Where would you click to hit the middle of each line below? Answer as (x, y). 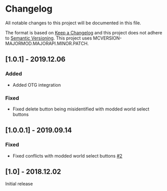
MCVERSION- (107, 38)
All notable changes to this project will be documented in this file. (73, 23)
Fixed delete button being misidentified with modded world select (81, 109)
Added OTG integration (37, 85)
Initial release (19, 184)
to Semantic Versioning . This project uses (49, 38)
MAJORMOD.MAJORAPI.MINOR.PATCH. (47, 43)
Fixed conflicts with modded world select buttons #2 (67, 156)
